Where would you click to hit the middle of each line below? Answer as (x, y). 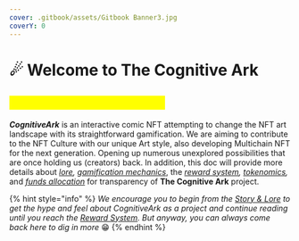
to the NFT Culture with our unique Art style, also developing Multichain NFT (150, 143)
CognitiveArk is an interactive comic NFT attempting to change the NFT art (148, 124)
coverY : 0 (28, 26)
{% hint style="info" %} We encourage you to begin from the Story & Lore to (150, 198)
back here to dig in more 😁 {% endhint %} (88, 227)
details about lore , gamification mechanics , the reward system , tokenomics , (149, 171)
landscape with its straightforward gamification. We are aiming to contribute (149, 134)
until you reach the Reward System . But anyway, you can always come (140, 217)
